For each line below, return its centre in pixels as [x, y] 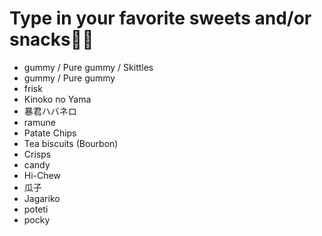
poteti [36, 209]
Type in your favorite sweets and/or [160, 18]
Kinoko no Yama [57, 99]
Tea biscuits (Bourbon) [71, 143]
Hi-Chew [42, 175]
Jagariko [42, 198]
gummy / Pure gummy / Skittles [88, 67]
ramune [39, 122]
